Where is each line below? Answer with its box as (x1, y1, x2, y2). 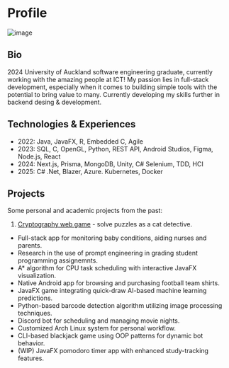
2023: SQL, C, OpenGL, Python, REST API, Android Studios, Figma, (17, 144, 214, 153)
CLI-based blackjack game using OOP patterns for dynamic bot (17, 331, 203, 340)
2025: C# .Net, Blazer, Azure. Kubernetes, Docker (17, 167, 163, 176)
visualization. (17, 271, 57, 280)
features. (17, 354, 45, 362)
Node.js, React (17, 152, 61, 161)
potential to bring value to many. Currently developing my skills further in (7, 90, 220, 98)
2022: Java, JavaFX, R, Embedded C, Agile (17, 137, 144, 146)
